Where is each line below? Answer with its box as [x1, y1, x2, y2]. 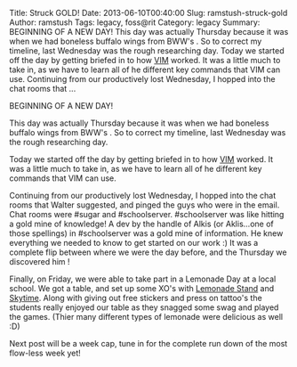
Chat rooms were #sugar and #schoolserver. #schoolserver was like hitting [9, 209, 285, 219]
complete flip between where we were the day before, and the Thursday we [9, 247, 287, 257]
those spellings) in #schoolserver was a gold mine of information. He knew [9, 228, 284, 239]
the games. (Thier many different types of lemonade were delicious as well [9, 312, 283, 322]
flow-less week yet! [9, 347, 82, 358]
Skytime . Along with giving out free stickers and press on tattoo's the [9, 293, 262, 303]
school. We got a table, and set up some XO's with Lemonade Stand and [9, 283, 275, 293]
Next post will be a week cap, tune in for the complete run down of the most [9, 338, 288, 348]
